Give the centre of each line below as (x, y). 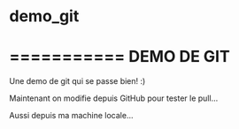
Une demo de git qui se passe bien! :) (77, 81)
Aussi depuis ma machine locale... (72, 116)
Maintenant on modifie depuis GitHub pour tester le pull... (114, 98)
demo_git (44, 16)
